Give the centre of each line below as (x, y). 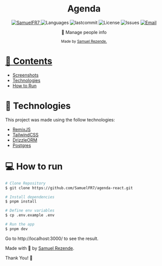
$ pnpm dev (16, 229)
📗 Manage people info (84, 32)
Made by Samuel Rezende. (84, 41)
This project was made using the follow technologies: (60, 119)
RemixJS (21, 129)
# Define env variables (30, 210)
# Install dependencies (30, 197)
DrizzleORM (25, 140)
